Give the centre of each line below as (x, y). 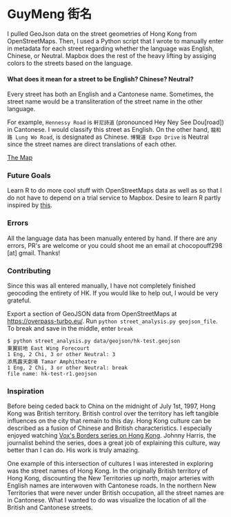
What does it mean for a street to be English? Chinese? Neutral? (101, 79)
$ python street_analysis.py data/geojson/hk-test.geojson (94, 341)
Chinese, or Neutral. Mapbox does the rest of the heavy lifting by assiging (112, 55)
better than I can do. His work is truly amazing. (73, 450)
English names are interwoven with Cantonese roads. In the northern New (112, 486)
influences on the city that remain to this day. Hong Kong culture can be (109, 421)
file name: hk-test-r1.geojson (52, 374)
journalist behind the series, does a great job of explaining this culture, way (114, 443)
